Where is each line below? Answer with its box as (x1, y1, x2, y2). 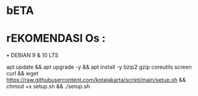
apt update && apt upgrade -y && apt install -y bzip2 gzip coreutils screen (6, 63, 192, 70)
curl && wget (6, 70, 38, 77)
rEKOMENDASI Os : (6, 32, 106, 46)
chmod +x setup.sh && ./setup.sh (6, 83, 90, 90)
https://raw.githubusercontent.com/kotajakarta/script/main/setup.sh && (6, 77, 186, 84)
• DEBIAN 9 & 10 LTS (6, 52, 59, 59)
